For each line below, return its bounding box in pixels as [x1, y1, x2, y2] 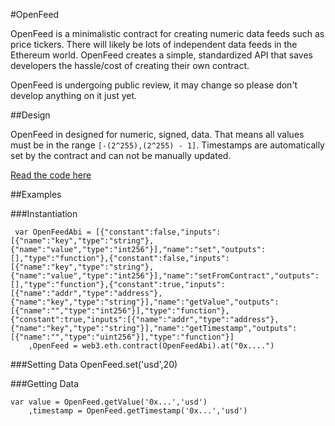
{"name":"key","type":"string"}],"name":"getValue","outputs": [10, 297, 280, 307]
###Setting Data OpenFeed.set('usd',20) [10, 359, 178, 370]
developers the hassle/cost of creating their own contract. [10, 60, 250, 71]
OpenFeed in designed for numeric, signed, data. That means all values [10, 129, 305, 140]
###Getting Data [10, 378, 80, 389]
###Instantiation [10, 208, 78, 219]
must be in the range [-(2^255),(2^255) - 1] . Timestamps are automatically [10, 139, 325, 151]
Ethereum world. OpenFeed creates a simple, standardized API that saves [10, 49, 313, 61]
